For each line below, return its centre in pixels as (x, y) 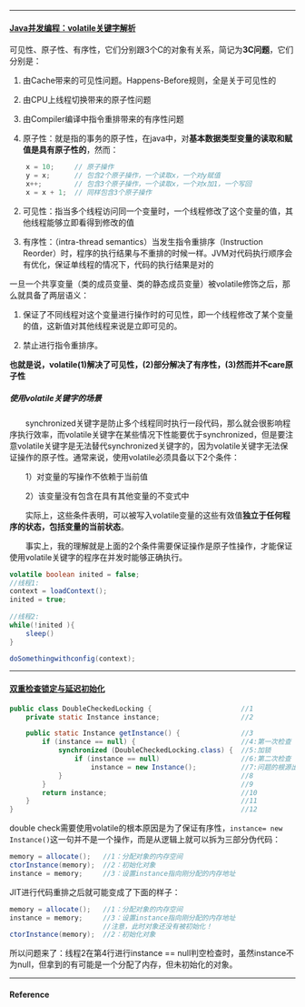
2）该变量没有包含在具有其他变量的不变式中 (107, 496)
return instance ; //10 (150, 792)
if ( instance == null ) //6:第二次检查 (183, 759)
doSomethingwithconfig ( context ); (73, 659)
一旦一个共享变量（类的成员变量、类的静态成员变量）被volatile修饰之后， (146, 284)
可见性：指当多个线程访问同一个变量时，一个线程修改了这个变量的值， (154, 211)
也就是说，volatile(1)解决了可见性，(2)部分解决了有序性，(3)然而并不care (148, 364)
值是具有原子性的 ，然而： (70, 150)
